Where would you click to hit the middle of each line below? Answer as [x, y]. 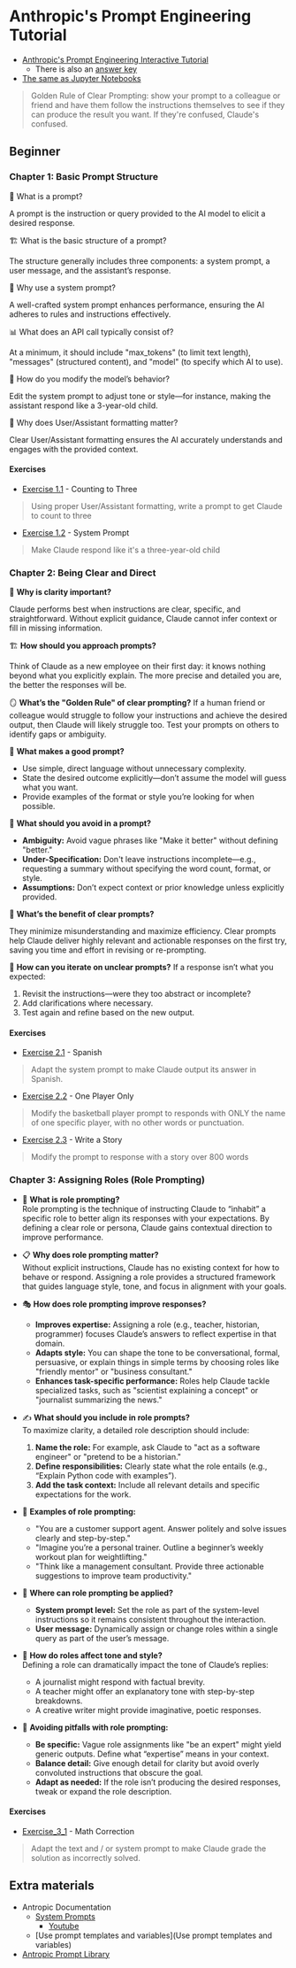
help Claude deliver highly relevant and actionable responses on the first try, [148, 941]
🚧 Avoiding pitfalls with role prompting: [95, 1727]
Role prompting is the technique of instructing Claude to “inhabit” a [144, 1208]
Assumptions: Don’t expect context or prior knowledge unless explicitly [153, 888]
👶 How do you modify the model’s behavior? [90, 379]
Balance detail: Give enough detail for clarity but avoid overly [147, 1763]
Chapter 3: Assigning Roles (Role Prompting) [107, 1180]
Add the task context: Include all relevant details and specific [148, 1485]
